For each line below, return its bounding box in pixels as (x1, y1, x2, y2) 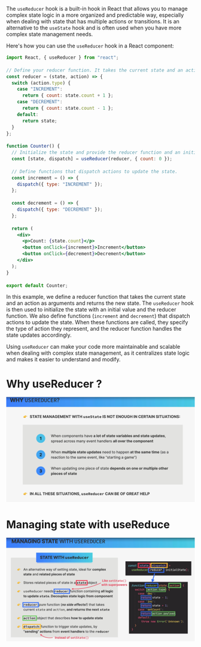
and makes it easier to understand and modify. (6, 356, 121, 363)
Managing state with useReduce (6, 517, 170, 531)
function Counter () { (6, 143, 60, 149)
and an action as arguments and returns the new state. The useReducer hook (6, 299, 194, 307)
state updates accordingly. (6, 331, 72, 339)
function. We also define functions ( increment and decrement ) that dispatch (6, 312, 190, 320)
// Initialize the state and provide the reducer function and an (11, 149, 181, 155)
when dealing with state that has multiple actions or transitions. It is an (6, 18, 179, 25)
